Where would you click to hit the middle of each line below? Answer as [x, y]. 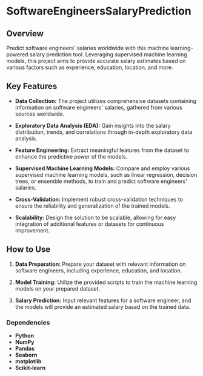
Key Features [32, 86]
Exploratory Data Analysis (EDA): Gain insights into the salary [93, 125]
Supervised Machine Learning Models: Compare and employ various [102, 168]
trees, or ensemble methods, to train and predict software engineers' [101, 181]
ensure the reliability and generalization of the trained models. [92, 206]
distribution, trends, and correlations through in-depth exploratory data [104, 132]
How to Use [28, 249]
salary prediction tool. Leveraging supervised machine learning [108, 54]
